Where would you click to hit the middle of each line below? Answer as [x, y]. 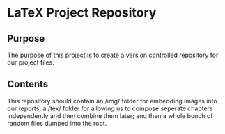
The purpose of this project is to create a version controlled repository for [113, 55]
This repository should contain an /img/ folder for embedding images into [112, 101]
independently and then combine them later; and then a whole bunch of [110, 115]
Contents [28, 84]
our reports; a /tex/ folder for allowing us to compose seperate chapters [110, 108]
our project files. [31, 62]
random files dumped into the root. [57, 123]
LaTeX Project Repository [82, 13]
